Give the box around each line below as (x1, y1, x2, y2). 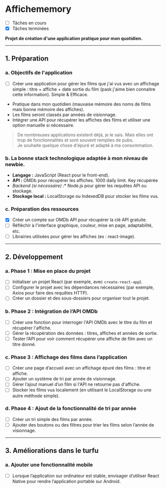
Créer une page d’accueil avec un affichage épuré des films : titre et (12, 365, 151, 371)
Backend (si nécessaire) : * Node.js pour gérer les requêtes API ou (12, 183, 147, 189)
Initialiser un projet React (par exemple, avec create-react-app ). (12, 279, 143, 285)
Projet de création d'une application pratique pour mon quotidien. (5, 36, 143, 42)
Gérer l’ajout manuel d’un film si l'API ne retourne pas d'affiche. (12, 381, 141, 387)
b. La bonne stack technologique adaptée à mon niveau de (5, 155, 148, 162)
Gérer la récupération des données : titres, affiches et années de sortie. (12, 330, 158, 336)
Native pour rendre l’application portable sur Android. (12, 478, 121, 484)
